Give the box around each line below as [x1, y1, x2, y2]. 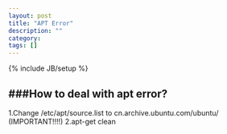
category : [8, 34, 42, 43]
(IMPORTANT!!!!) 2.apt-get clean [8, 116, 117, 126]
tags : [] [8, 42, 38, 50]
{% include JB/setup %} [8, 63, 89, 73]
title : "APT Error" [8, 19, 74, 27]
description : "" [8, 26, 63, 35]
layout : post [8, 11, 52, 20]
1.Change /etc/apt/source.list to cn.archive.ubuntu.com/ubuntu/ [8, 108, 219, 117]
